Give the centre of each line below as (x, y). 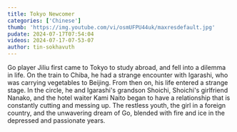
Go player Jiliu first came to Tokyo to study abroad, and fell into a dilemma (117, 67)
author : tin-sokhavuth (41, 47)
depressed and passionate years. (56, 121)
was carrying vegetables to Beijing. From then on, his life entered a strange (118, 82)
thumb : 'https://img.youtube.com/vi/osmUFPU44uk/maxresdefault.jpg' (111, 27)
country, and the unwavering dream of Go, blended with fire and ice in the (116, 113)
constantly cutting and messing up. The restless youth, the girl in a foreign (117, 105)
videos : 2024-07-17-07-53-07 (51, 41)
